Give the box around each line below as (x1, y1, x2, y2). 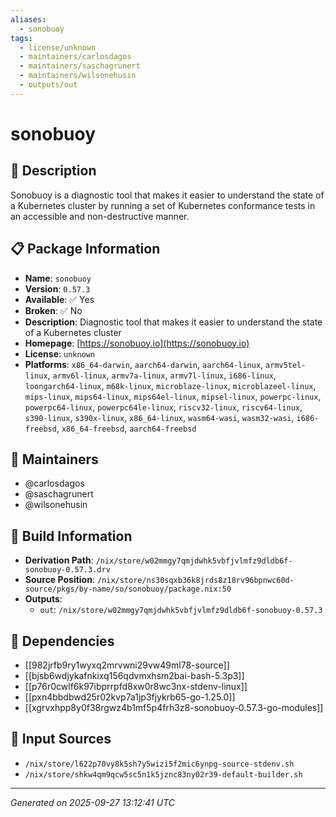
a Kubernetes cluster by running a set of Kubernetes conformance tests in (10, 199, 316, 211)
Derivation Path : (24, 554, 94, 566)
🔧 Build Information (10, 527, 133, 545)
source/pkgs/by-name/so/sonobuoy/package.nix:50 (24, 584, 232, 595)
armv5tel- (265, 360, 307, 370)
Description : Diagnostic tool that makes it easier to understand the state (24, 316, 323, 328)
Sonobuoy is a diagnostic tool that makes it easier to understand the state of (10, 189, 325, 201)
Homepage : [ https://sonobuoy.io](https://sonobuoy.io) (24, 337, 250, 349)
